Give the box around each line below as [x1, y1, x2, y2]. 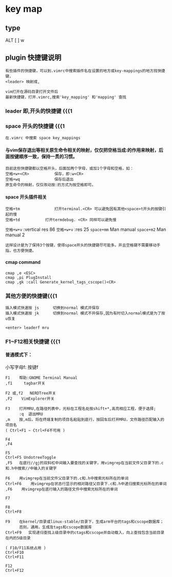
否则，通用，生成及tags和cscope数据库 [18, 525, 92, 530]
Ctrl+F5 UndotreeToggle [5, 455, 56, 460]
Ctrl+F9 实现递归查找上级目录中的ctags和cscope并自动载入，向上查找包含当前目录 [5, 530, 165, 535]
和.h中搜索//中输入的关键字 [5, 466, 57, 471]
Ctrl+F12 [5, 568, 24, 573]
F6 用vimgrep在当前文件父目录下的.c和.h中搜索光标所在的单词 [5, 476, 129, 481]
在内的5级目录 [5, 535, 31, 541]
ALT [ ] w [5, 37, 25, 43]
